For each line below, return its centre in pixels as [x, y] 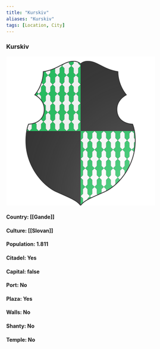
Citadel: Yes [21, 258]
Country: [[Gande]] [30, 217]
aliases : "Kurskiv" [30, 19]
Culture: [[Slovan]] [30, 230]
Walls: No [18, 312]
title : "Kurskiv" [28, 13]
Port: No [17, 285]
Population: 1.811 [27, 244]
